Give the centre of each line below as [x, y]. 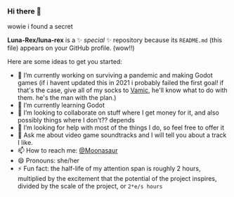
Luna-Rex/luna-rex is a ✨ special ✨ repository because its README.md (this [115, 40]
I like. [25, 143]
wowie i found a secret [40, 27]
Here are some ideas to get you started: [65, 62]
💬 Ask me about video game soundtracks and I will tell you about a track [122, 135]
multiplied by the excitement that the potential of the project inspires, [117, 179]
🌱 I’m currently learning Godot [61, 106]
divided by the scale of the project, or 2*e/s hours [90, 186]
